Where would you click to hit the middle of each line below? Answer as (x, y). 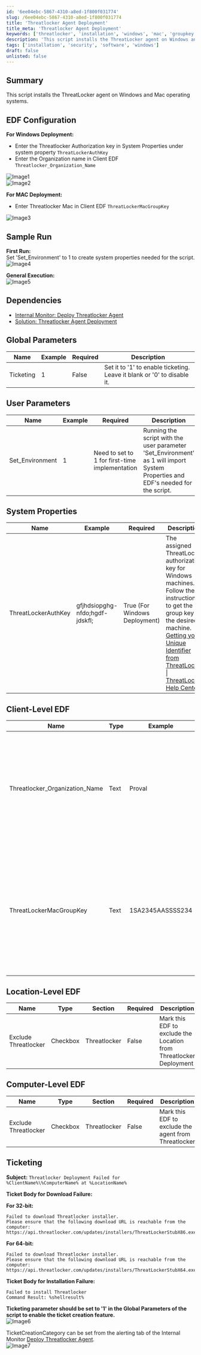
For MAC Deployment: (34, 195)
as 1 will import (165, 460)
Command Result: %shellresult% (45, 1297)
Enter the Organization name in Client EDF (67, 159)
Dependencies (34, 301)
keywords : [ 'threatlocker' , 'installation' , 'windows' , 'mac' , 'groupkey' (101, 34)
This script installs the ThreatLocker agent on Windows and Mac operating (98, 95)
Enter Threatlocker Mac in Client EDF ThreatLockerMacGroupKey (92, 206)
